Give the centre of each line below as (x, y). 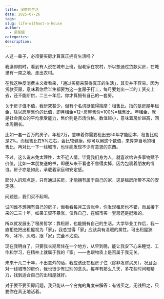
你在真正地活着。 (26, 291)
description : (18, 42)
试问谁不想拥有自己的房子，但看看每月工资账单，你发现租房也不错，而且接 (80, 207)
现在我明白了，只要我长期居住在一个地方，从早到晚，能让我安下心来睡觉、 (80, 246)
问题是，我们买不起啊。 (29, 196)
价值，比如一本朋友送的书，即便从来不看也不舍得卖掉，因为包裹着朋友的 (78, 163)
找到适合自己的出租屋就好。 (41, 274)
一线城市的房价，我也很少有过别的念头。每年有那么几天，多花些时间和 (80, 269)
